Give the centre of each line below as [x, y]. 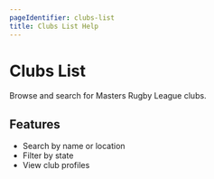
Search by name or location [74, 146]
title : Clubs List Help [54, 26]
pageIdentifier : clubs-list [62, 18]
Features [35, 124]
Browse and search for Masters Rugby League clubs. [108, 96]
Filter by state [48, 155]
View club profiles [56, 165]
